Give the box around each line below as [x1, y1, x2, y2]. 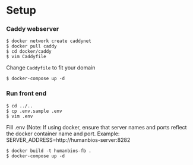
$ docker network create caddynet [6, 38, 92, 45]
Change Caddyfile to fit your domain [6, 64, 96, 71]
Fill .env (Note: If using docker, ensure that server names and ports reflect [6, 123, 187, 131]
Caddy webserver [6, 25, 59, 33]
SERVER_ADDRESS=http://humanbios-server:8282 [6, 136, 131, 143]
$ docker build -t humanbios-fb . [6, 148, 92, 154]
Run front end [6, 90, 47, 98]
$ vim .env [6, 113, 33, 119]
